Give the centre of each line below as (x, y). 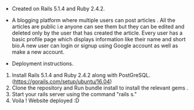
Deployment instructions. (43, 63)
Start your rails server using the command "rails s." (74, 94)
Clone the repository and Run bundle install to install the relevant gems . (100, 88)
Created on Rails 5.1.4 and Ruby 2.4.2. (58, 9)
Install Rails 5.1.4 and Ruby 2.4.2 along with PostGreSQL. (81, 75)
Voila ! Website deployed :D (46, 100)
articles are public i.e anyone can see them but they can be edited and (98, 27)
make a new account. (38, 52)
